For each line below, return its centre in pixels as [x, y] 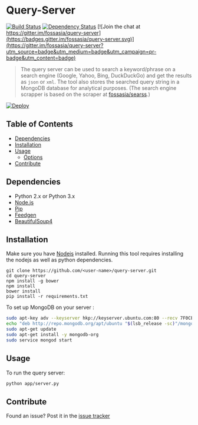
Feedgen [25, 215]
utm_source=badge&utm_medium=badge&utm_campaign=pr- [81, 51]
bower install [24, 291]
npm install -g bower [33, 281]
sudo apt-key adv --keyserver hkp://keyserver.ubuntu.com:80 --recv [92, 318]
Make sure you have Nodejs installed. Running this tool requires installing [95, 254]
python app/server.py [33, 383]
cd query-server [26, 276]
